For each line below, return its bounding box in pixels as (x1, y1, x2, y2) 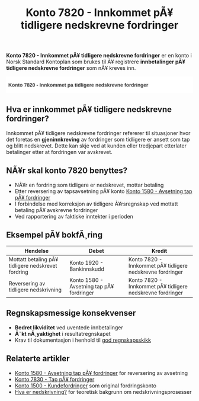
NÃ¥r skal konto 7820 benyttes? (6, 166, 128, 176)
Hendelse (24, 247, 49, 254)
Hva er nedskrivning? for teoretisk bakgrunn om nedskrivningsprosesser (14, 388, 192, 395)
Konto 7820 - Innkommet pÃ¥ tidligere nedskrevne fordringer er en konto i (6, 52, 192, 59)
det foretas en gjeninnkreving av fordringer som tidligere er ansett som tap (6, 136, 190, 143)
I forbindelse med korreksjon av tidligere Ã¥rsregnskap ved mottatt (14, 200, 178, 207)
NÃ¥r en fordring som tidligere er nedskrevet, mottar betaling (14, 181, 164, 188)
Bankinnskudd (69, 265, 105, 272)
